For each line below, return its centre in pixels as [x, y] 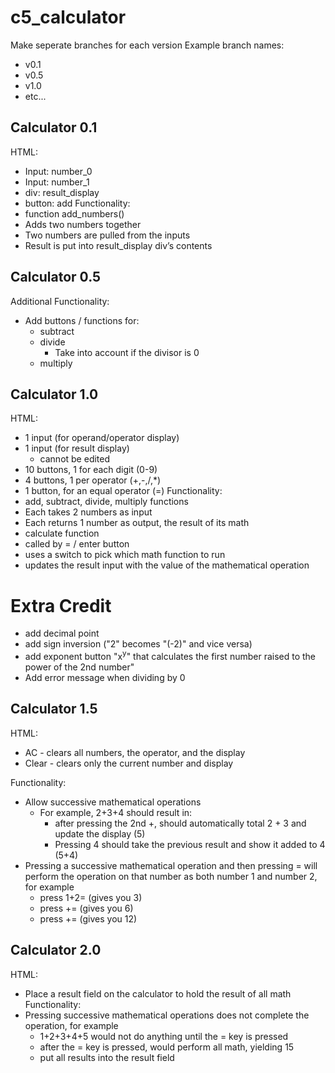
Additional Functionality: [60, 301]
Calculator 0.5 [56, 277]
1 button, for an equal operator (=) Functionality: [123, 491]
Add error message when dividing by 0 [105, 677]
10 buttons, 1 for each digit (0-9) [91, 470]
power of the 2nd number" [79, 667]
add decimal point [62, 633]
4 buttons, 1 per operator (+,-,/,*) [93, 480]
